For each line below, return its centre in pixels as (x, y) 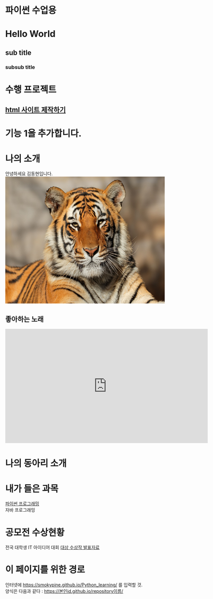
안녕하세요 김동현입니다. (29, 174)
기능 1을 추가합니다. (44, 134)
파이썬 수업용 (31, 10)
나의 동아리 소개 (36, 464)
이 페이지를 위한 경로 (45, 570)
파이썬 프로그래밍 (22, 504)
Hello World (30, 34)
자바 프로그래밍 (20, 510)
